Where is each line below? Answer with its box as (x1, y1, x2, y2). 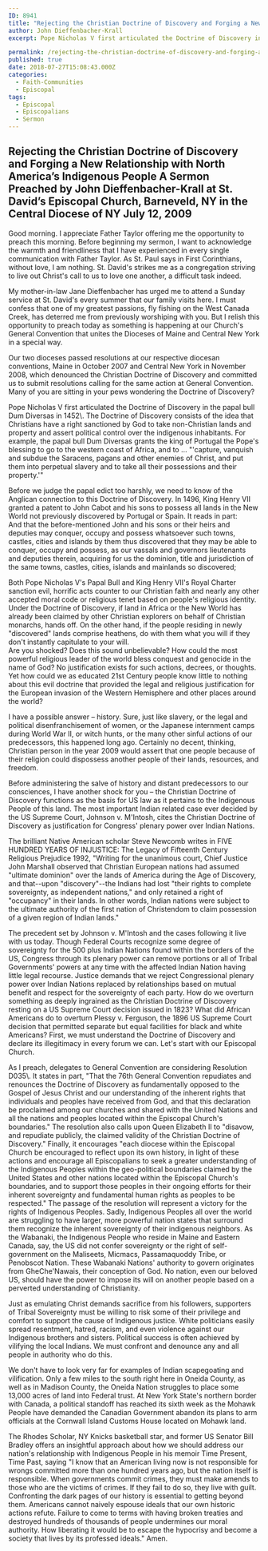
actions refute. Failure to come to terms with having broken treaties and (8, 1508, 243, 1517)
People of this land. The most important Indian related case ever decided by (8, 804, 258, 813)
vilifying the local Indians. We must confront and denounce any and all (8, 1341, 239, 1350)
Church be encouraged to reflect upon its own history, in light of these (8, 1147, 239, 1157)
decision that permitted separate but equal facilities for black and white (8, 1021, 242, 1031)
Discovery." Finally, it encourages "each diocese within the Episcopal (8, 1139, 235, 1148)
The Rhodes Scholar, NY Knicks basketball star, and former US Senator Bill (8, 1431, 254, 1441)
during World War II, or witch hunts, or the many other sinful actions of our (8, 729, 253, 738)
